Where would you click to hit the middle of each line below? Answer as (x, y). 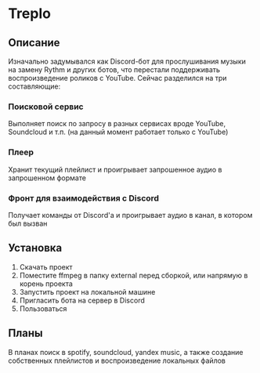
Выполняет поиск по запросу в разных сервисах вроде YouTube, (117, 124)
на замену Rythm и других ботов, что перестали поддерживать (114, 70)
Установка (35, 248)
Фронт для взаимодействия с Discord (83, 198)
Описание (34, 43)
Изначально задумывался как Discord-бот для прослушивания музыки (127, 61)
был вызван (28, 223)
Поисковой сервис (46, 107)
